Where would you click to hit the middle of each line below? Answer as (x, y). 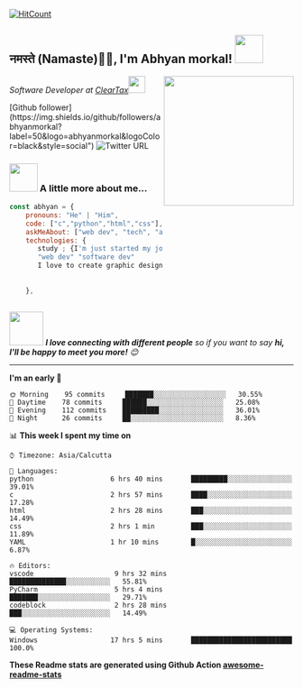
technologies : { (56, 240)
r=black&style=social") (52, 145)
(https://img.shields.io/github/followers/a (85, 116)
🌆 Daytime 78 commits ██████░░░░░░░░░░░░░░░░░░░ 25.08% (134, 402)
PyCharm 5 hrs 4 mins (87, 589)
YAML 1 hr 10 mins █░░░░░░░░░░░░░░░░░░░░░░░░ (151, 542)
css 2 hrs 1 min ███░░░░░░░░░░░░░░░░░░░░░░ (151, 526)
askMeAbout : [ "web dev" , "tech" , (88, 232)
